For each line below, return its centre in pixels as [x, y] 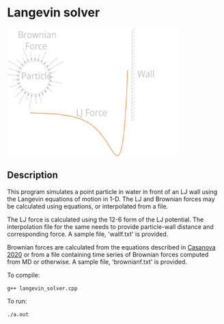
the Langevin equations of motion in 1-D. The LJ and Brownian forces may [111, 199]
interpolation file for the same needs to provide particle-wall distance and [110, 226]
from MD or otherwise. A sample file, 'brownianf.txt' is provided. [97, 262]
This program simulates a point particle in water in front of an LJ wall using [112, 191]
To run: [17, 301]
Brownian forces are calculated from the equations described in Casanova [112, 247]
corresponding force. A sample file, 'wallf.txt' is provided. [88, 234]
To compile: [24, 275]
